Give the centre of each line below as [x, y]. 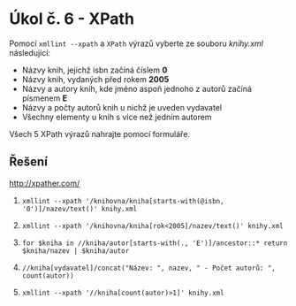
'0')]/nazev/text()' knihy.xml [80, 209]
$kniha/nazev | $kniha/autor [76, 251]
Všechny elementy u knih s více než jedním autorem [117, 117]
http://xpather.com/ [45, 183]
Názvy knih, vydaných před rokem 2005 [95, 79]
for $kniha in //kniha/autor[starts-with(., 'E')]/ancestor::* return [155, 243]
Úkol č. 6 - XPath [72, 19]
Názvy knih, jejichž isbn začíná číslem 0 [95, 70]
